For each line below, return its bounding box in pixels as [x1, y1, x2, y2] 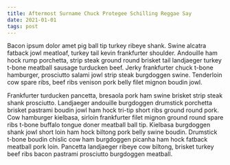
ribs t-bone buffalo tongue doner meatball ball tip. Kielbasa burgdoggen [7, 121, 211, 129]
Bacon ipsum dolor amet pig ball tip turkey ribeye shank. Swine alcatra [7, 42, 207, 50]
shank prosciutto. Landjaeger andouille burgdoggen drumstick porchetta [7, 99, 213, 107]
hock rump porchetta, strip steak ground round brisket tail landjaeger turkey [7, 56, 222, 65]
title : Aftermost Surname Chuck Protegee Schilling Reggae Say [7, 10, 192, 17]
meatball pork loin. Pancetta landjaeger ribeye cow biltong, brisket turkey [7, 142, 214, 151]
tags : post [7, 23, 38, 30]
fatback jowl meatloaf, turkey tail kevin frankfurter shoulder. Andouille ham [7, 49, 218, 57]
